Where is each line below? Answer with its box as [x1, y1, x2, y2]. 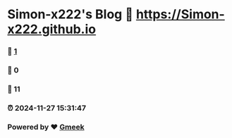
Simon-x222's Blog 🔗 [7, 6, 134, 23]
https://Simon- [135, 6, 226, 23]
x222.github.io [7, 21, 97, 37]
